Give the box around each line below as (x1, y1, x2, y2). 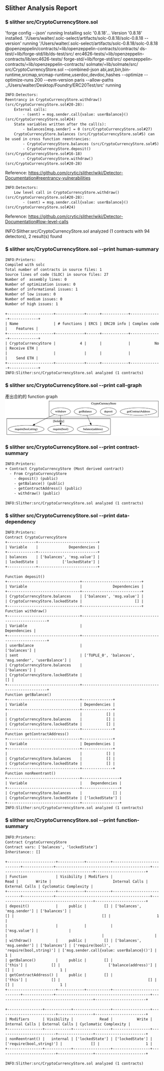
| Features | (5, 326, 38, 331)
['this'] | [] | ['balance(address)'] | (5, 962, 157, 968)
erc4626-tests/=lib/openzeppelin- (75, 51, 144, 57)
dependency (5, 518, 36, 525)
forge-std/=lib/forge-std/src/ (63, 56, 122, 62)
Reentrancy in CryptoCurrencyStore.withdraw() (5, 97, 102, 102)
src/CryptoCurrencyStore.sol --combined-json (5, 66, 100, 72)
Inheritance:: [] (5, 849, 41, 855)
